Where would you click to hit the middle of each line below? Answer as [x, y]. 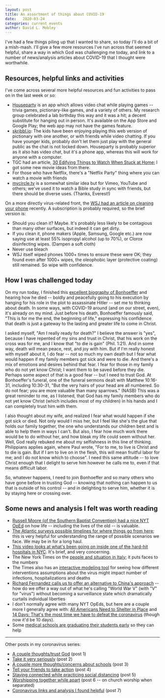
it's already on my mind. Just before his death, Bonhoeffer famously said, [79, 313]
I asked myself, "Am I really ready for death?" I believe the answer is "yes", [80, 333]
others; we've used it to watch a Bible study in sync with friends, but [81, 188]
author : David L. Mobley [30, 28]
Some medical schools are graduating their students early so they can [83, 625]
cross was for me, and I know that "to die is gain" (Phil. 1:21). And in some [79, 343]
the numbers [25, 562]
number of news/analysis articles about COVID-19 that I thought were [75, 58]
